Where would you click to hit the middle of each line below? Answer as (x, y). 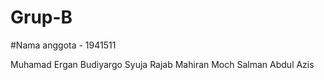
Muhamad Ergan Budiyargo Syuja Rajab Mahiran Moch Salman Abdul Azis (162, 64)
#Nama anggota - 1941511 (63, 45)
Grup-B (41, 17)
